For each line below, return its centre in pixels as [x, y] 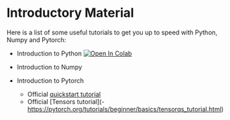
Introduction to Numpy [49, 67]
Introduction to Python [49, 53]
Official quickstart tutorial [64, 94]
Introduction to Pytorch [50, 80]
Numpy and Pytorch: [37, 39]
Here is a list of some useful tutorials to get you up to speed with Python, [112, 32]
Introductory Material [70, 13]
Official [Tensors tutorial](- [66, 101]
